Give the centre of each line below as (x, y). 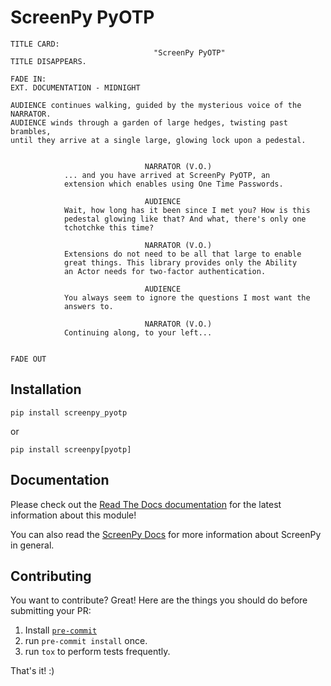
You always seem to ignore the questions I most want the (187, 297)
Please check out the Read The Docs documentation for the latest (146, 504)
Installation (46, 389)
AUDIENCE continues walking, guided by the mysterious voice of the (156, 105)
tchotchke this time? (109, 227)
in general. (32, 545)
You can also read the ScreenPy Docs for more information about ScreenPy (166, 534)
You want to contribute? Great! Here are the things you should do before (159, 600)
